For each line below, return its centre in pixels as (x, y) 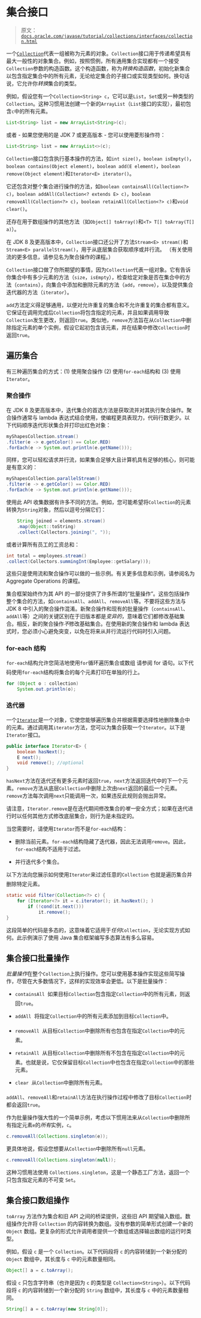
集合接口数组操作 (38, 1201)
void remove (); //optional (51, 763)
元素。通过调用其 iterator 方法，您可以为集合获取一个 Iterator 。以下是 (98, 727)
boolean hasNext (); (41, 752)
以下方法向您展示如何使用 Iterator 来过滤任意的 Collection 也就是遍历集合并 (99, 875)
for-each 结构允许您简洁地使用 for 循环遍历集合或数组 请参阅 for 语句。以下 (98, 663)
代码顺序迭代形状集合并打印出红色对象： (61, 425)
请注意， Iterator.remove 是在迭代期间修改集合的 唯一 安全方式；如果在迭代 (97, 809)
